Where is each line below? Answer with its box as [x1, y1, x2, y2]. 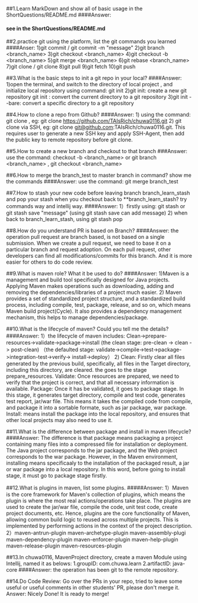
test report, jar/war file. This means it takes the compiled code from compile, [6, 398, 193, 405]
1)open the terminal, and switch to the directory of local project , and [6, 81, 173, 88]
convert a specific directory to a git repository [22, 100, 134, 107]
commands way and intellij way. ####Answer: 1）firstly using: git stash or [6, 203, 186, 210]
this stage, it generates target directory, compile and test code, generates [6, 391, 186, 398]
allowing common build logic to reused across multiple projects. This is [6, 516, 179, 523]
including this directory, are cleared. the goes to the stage [6, 367, 147, 374]
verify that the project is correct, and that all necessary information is [6, 379, 174, 386]
